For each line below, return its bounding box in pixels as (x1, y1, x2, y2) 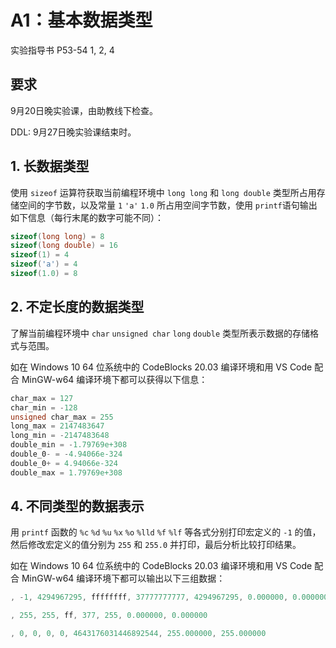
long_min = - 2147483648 (10, 431, 110, 441)
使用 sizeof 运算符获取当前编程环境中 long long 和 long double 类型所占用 (10, 186, 317, 198)
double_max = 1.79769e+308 (10, 467, 123, 478)
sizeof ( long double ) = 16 (10, 241, 118, 251)
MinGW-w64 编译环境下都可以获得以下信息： (21, 373, 208, 385)
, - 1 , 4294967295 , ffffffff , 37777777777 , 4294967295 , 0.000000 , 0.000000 (10, 592, 329, 603)
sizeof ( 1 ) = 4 (10, 250, 70, 260)
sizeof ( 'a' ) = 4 (10, 259, 78, 270)
